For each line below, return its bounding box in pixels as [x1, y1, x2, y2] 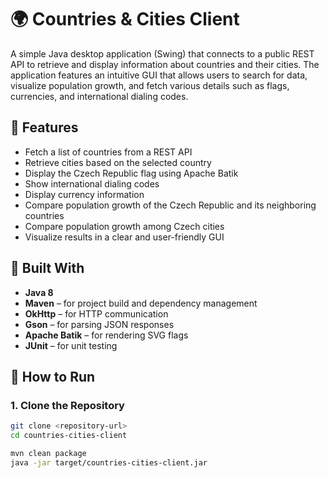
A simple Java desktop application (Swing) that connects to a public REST [10, 47, 315, 60]
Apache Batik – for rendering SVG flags [24, 329, 189, 341]
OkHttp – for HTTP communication [24, 307, 169, 320]
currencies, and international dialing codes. [10, 90, 189, 102]
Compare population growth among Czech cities [24, 220, 225, 232]
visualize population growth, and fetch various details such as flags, [10, 79, 290, 91]
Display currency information [24, 188, 145, 200]
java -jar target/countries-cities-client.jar [10, 457, 208, 468]
